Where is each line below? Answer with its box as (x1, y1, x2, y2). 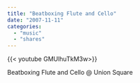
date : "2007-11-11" (7, 17, 64, 24)
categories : (7, 23, 42, 30)
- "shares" (13, 36, 45, 43)
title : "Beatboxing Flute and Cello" (7, 10, 117, 17)
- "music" (13, 29, 42, 37)
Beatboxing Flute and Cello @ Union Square (7, 68, 134, 77)
